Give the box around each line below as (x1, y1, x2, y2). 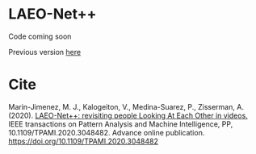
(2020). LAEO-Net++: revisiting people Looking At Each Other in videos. (8, 110, 248, 120)
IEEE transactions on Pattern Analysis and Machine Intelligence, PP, (8, 119, 233, 129)
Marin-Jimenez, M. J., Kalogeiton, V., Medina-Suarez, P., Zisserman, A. (8, 102, 245, 111)
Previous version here (8, 47, 82, 56)
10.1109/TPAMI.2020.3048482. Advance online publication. (8, 127, 205, 137)
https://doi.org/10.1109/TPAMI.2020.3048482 (8, 136, 159, 146)
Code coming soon (8, 31, 72, 41)
